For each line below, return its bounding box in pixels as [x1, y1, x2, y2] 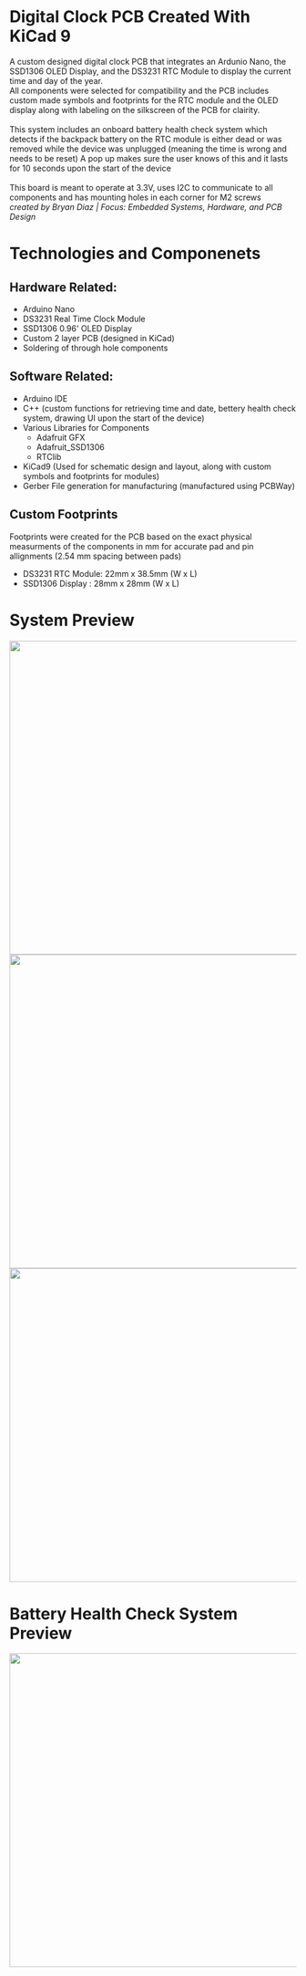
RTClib [36, 451, 62, 462]
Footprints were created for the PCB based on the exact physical [9, 531, 252, 542]
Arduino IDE [22, 392, 68, 403]
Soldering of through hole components [22, 342, 168, 353]
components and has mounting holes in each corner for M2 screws [9, 192, 261, 203]
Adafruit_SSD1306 [36, 441, 105, 453]
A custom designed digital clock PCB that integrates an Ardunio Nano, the [9, 56, 287, 67]
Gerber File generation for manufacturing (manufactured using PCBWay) [22, 480, 296, 491]
